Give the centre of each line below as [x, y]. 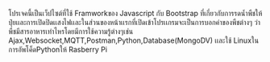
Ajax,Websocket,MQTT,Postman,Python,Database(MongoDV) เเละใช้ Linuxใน [134, 40]
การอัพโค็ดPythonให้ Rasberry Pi [58, 50]
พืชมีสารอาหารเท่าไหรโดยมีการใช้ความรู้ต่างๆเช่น [71, 31]
